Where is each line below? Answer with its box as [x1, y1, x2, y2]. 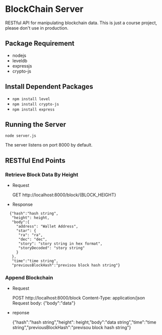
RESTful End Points [5, 156, 66, 165]
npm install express [12, 107, 55, 112]
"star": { [16, 228, 37, 233]
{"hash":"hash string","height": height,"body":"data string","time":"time [12, 319, 157, 325]
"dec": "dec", [18, 237, 48, 242]
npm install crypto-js [12, 102, 59, 107]
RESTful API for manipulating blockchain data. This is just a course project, [5, 20, 157, 26]
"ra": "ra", [18, 233, 43, 238]
